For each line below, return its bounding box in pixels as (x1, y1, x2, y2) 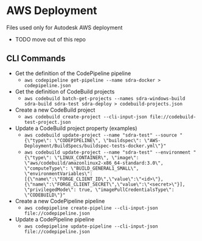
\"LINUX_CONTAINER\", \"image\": (54, 154, 139, 160)
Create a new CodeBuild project (15, 106, 96, 113)
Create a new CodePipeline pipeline (15, 197, 105, 204)
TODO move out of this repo (15, 35, 86, 43)
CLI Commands (6, 53, 66, 64)
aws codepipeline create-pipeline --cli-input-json (24, 205, 158, 211)
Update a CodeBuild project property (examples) (15, 124, 138, 132)
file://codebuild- (149, 113, 197, 120)
